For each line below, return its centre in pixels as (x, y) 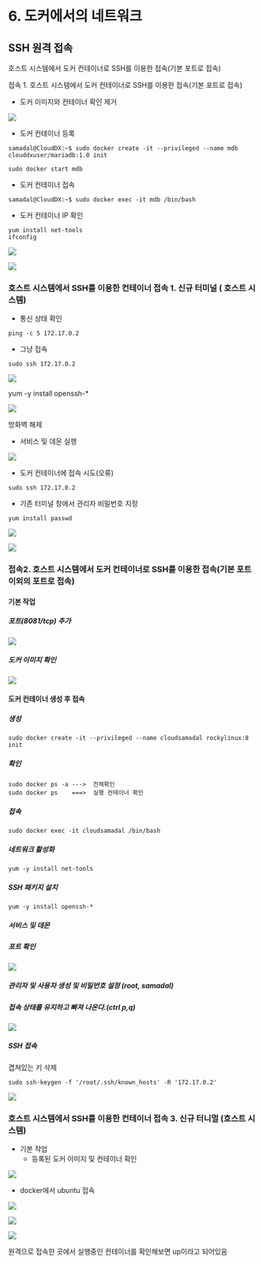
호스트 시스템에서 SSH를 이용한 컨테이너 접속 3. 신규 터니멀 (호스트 (127, 1118)
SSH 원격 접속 (41, 48)
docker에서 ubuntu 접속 (57, 1191)
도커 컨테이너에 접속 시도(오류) (67, 473)
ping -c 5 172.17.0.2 (44, 334)
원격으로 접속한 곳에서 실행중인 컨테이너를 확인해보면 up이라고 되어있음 (118, 1251)
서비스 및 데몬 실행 (48, 441)
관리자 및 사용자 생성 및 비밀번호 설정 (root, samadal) (91, 986)
